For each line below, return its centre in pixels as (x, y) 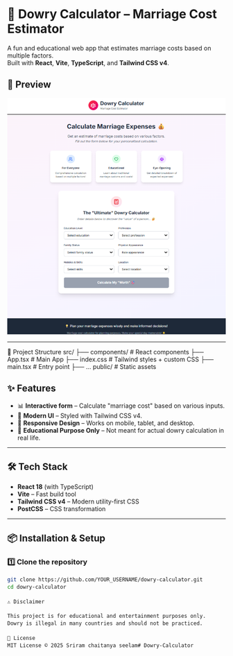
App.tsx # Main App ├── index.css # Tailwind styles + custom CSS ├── (111, 359)
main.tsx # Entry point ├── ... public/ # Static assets (82, 366)
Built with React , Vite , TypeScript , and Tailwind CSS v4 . (88, 62)
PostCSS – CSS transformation (61, 509)
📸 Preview (29, 85)
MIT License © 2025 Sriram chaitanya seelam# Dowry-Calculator (101, 645)
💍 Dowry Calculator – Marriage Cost (112, 14)
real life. (29, 438)
